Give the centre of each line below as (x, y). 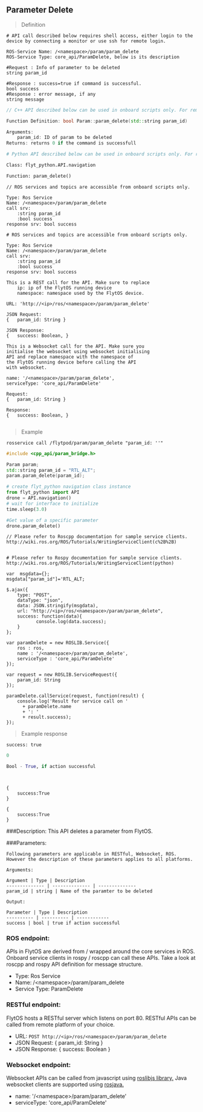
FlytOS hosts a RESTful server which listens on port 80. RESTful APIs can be (101, 1018)
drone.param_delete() (34, 526)
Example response (44, 734)
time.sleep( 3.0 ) (27, 509)
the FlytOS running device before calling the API (71, 362)
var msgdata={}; (28, 574)
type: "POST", (35, 595)
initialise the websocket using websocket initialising (78, 351)
